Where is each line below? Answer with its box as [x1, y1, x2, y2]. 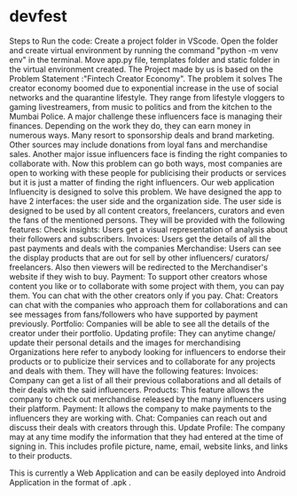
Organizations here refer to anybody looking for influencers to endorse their [9, 346, 286, 357]
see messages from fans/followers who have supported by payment [9, 309, 259, 319]
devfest [9, 6, 68, 27]
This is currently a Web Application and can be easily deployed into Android [9, 468, 286, 478]
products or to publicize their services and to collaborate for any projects [9, 356, 277, 366]
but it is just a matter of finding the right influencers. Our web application [9, 177, 275, 187]
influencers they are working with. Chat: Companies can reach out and [9, 413, 268, 423]
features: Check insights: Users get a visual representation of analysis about [9, 224, 288, 234]
